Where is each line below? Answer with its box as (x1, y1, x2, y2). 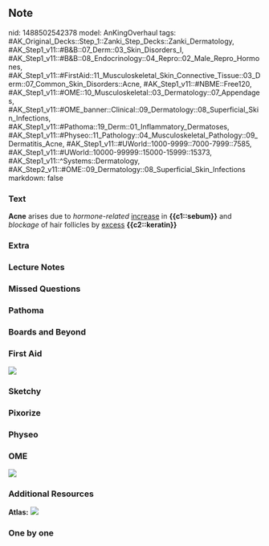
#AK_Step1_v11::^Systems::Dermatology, (8, 156, 141, 166)
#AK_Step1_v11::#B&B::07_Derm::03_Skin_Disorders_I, (8, 44, 185, 55)
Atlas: (8, 507, 29, 517)
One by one (8, 528, 55, 539)
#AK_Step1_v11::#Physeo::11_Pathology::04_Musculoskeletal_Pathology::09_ (8, 130, 259, 140)
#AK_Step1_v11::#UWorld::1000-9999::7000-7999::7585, (66, 138, 252, 148)
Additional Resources (8, 488, 94, 499)
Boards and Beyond (8, 326, 87, 337)
